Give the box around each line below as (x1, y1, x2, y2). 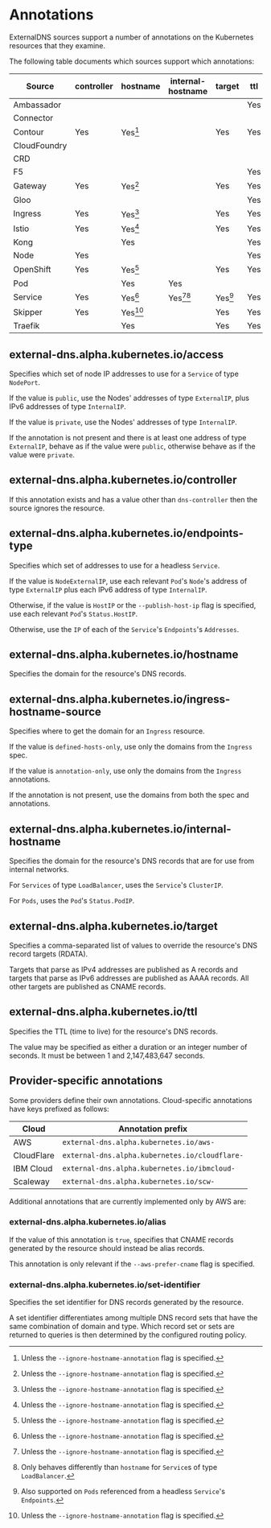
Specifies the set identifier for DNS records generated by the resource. (9, 1298, 244, 1307)
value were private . (9, 450, 76, 460)
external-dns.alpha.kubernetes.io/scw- (62, 1177, 216, 1186)
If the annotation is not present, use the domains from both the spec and (9, 791, 249, 800)
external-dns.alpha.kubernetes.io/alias (9, 1216, 167, 1228)
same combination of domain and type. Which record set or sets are (9, 1322, 236, 1332)
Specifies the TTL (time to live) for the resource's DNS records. (9, 1026, 219, 1036)
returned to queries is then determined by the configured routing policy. (9, 1330, 248, 1340)
